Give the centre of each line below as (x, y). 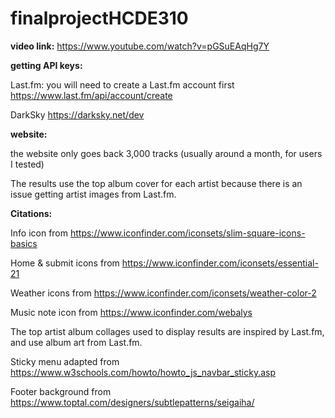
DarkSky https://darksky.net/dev (77, 114)
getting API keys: (46, 65)
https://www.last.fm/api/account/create (91, 95)
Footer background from (61, 391)
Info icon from (39, 233)
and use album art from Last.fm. (76, 342)
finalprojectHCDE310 (99, 18)
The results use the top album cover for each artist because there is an (156, 183)
